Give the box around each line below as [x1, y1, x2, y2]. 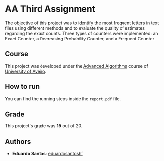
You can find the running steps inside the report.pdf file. [5, 95, 121, 102]
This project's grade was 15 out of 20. [5, 123, 82, 129]
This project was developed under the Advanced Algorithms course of [5, 63, 148, 69]
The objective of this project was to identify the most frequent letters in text [5, 20, 159, 26]
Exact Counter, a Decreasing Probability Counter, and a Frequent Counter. [5, 36, 156, 41]
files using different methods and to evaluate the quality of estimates [5, 25, 145, 31]
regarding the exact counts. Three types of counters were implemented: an [5, 30, 158, 36]
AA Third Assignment [5, 3, 96, 15]
